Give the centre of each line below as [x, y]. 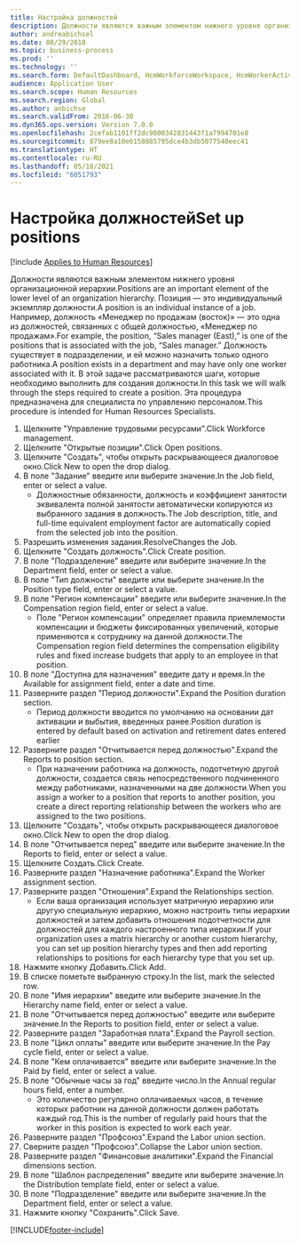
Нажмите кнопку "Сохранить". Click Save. [101, 1213]
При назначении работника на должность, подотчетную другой [157, 769]
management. [48, 438]
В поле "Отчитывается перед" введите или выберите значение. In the [154, 845]
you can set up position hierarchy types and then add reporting [152, 949]
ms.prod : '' [32, 59]
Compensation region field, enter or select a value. [115, 608]
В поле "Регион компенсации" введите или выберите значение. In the [154, 599]
